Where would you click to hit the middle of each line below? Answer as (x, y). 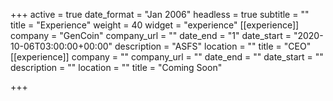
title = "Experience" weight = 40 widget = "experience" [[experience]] (155, 25)
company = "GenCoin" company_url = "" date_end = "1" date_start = (151, 35)
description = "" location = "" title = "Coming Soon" (116, 67)
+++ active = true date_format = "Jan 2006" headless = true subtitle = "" (160, 14)
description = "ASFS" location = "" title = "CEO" (213, 46)
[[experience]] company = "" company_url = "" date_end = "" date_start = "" (167, 57)
